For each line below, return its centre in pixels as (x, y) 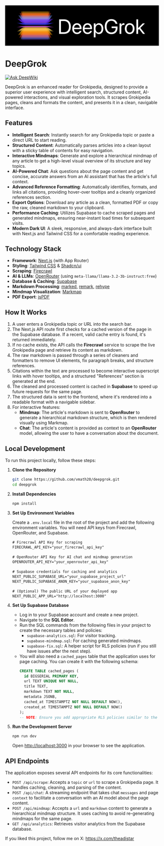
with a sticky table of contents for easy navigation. (63, 150)
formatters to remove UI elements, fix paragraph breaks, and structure (83, 360)
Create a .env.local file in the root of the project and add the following (83, 522)
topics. (19, 166)
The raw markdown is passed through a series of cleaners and (75, 356)
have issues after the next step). (59, 651)
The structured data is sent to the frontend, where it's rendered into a (82, 397)
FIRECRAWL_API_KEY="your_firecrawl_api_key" (58, 547)
